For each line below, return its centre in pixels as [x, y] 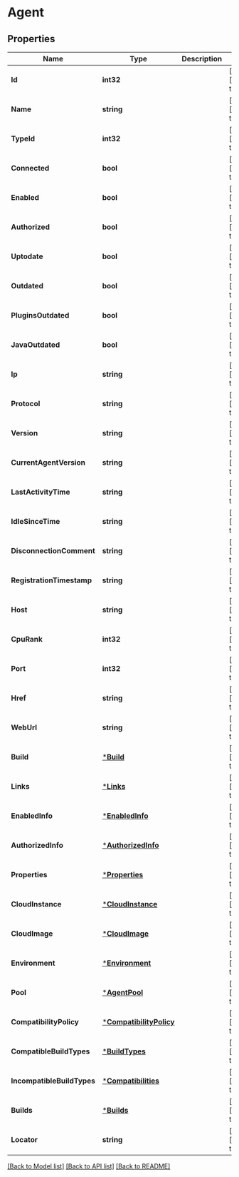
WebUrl [24, 727]
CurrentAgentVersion [48, 463]
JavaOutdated [36, 345]
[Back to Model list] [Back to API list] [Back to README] [89, 1166]
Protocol [26, 404]
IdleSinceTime [36, 521]
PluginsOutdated [40, 315]
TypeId [23, 138]
